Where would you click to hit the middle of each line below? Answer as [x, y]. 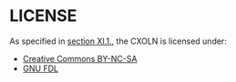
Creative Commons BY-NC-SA [80, 58]
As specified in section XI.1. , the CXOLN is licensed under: [118, 41]
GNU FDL [41, 68]
